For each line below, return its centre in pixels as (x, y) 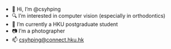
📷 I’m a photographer (38, 31)
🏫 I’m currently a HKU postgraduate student (65, 24)
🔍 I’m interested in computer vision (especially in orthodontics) (88, 16)
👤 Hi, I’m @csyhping (36, 9)
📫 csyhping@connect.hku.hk (48, 40)
